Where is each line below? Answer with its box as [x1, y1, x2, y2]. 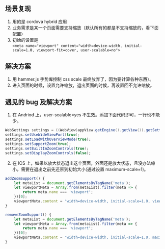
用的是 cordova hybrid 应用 [12, 19, 67, 25]
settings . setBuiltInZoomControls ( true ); [5, 146, 89, 151]
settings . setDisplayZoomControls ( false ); [5, 150, 91, 155]
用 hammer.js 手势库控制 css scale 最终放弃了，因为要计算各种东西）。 [12, 76, 154, 82]
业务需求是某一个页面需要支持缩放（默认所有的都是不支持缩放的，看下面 [12, 25, 159, 30]
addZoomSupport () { [5, 176, 45, 181]
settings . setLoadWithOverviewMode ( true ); [5, 137, 91, 142]
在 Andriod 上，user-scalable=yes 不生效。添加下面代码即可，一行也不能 [12, 112, 160, 118]
